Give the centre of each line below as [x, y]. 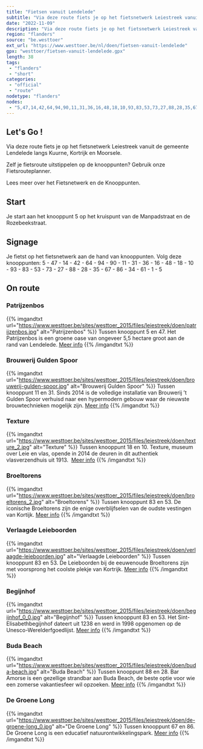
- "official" [25, 85]
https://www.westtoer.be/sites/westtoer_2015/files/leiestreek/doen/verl [107, 550]
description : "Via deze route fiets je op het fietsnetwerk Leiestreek [98, 29]
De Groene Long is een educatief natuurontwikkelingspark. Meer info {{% [98, 733]
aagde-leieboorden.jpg [35, 556]
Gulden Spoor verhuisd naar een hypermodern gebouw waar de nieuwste [98, 399]
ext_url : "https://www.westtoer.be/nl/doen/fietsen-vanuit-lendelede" [97, 46]
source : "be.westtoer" [35, 40]
